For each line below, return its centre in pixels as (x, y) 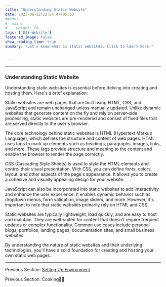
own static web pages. (28, 255)
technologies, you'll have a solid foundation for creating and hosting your (80, 250)
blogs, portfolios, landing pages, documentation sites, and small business (80, 230)
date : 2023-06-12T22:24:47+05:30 (40, 14)
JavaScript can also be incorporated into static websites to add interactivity (82, 189)
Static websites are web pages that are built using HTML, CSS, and (73, 102)
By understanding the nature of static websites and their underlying (74, 245)
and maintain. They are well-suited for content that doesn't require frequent (82, 219)
